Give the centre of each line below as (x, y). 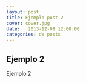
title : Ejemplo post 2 (35, 18)
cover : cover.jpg (28, 23)
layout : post (23, 12)
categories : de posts (34, 35)
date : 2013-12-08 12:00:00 (43, 29)
